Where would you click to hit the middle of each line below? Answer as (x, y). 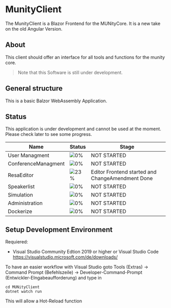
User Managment (28, 155)
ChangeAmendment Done (122, 178)
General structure (34, 88)
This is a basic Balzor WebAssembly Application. (56, 101)
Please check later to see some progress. (49, 134)
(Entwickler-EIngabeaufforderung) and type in (53, 278)
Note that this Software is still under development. (70, 72)
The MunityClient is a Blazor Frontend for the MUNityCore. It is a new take (83, 23)
